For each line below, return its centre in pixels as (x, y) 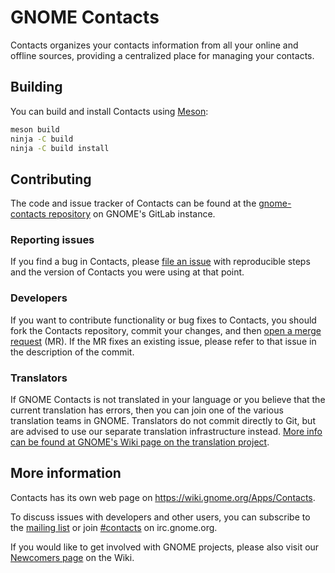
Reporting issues (52, 240)
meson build (35, 129)
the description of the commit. (72, 352)
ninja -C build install (60, 148)
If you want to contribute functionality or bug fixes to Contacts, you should (163, 320)
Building (36, 87)
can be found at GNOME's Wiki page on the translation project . (140, 442)
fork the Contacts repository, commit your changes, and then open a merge (166, 330)
